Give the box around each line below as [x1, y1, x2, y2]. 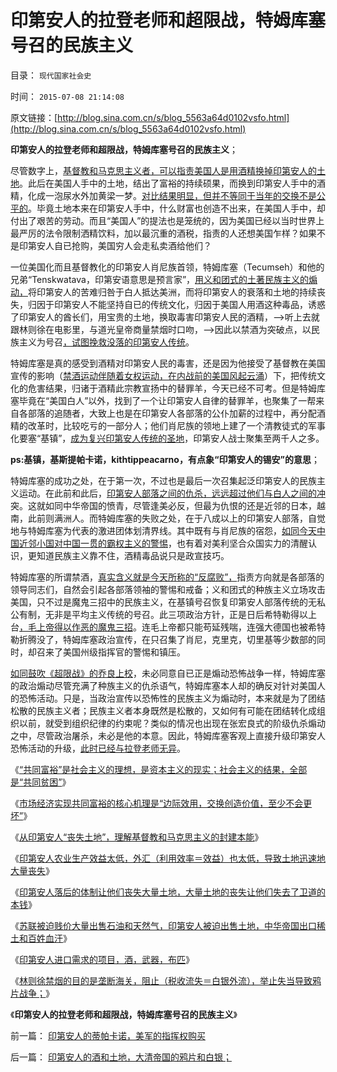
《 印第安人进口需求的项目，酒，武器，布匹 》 [10, 953, 195, 965]
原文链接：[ [10, 111, 58, 123]
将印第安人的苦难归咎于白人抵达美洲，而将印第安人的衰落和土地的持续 [28, 286, 317, 298]
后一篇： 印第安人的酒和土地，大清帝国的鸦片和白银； [10, 1051, 232, 1063]
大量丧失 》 [10, 864, 55, 876]
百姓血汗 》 [27, 932, 72, 944]
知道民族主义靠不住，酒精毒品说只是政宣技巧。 [36, 549, 230, 561]
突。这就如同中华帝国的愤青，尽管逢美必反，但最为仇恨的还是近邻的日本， [10, 499, 317, 511]
